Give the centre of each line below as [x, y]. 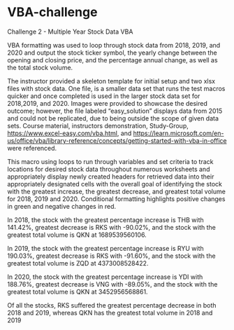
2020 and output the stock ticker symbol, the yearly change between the [112, 53]
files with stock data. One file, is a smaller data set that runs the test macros [116, 88]
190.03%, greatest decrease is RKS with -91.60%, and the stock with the [111, 256]
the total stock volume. [40, 67]
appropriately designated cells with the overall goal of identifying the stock [115, 184]
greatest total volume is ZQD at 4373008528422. [78, 263]
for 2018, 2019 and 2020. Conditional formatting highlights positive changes [116, 199]
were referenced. [32, 148]
